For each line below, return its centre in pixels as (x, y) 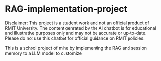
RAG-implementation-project (66, 9)
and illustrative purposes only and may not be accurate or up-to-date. (76, 33)
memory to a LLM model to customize (44, 53)
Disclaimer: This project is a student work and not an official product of (77, 23)
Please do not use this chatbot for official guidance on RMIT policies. (75, 38)
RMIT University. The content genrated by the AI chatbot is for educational (80, 28)
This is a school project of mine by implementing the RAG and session (76, 48)
